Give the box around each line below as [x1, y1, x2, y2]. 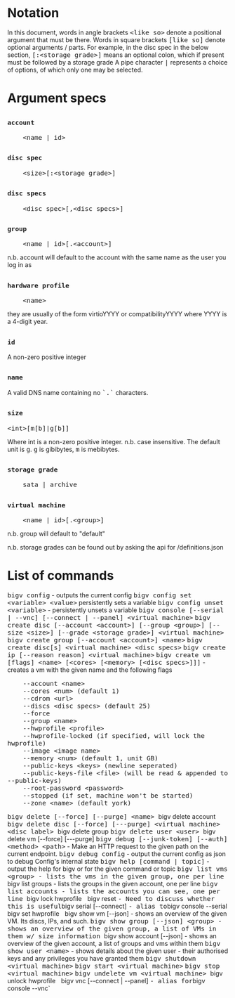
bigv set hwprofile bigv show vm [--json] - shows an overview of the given [7, 909, 227, 918]
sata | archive [22, 480, 77, 489]
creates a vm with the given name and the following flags [7, 666, 173, 674]
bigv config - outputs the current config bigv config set [7, 591, 192, 600]
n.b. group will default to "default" [7, 529, 105, 538]
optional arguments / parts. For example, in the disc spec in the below [7, 43, 209, 51]
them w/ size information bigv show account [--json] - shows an [7, 932, 217, 940]
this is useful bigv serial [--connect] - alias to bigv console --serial [7, 902, 228, 911]
